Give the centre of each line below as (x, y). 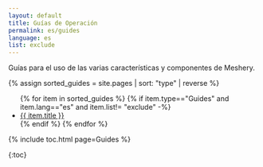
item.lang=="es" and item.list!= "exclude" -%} (95, 107)
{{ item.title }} (42, 115)
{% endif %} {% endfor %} (64, 124)
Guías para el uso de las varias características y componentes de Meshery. (131, 68)
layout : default (35, 16)
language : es (30, 38)
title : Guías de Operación (53, 23)
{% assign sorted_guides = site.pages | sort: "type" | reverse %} (114, 83)
